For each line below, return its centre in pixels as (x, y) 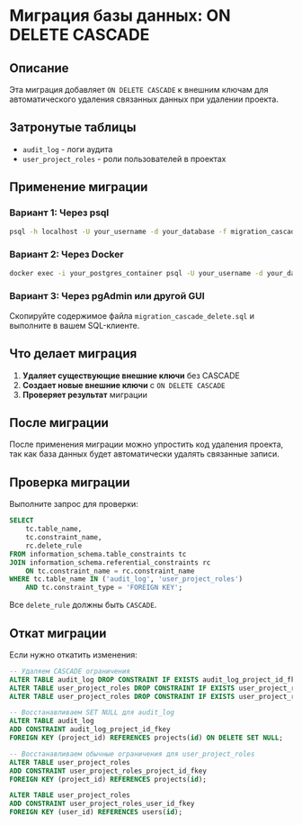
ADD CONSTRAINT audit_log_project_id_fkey (90, 730)
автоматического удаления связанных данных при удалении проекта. (144, 99)
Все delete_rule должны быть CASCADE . (83, 605)
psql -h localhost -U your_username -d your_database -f (118, 231)
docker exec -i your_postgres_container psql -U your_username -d (136, 273)
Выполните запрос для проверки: (74, 504)
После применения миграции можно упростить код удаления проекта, (147, 444)
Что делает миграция (73, 354)
